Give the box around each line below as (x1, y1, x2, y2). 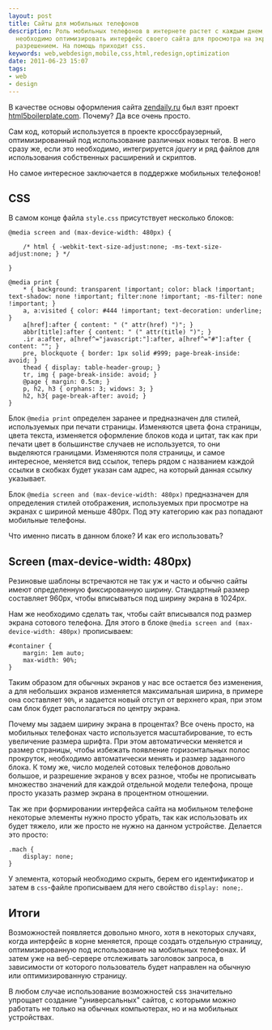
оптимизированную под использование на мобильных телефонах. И (8, 945, 246, 955)
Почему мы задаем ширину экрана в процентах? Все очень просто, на (8, 719, 255, 729)
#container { (8, 642, 53, 650)
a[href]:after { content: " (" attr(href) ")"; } (23, 321, 194, 330)
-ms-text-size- (171, 243, 223, 252)
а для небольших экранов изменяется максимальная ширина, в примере (8, 687, 264, 696)
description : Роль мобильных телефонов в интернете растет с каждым (8, 27, 244, 35)
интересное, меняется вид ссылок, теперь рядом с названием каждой (8, 456, 255, 467)
